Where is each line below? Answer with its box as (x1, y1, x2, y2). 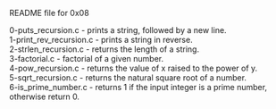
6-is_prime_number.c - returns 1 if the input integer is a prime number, (9, 82, 268, 92)
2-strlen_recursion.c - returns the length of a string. (9, 44, 199, 54)
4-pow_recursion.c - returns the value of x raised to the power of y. (9, 63, 258, 73)
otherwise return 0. (9, 91, 80, 102)
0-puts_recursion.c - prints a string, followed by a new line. (9, 25, 227, 35)
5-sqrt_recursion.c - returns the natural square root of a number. (9, 72, 247, 83)
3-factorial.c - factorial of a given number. (9, 54, 164, 63)
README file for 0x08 (9, 8, 89, 18)
